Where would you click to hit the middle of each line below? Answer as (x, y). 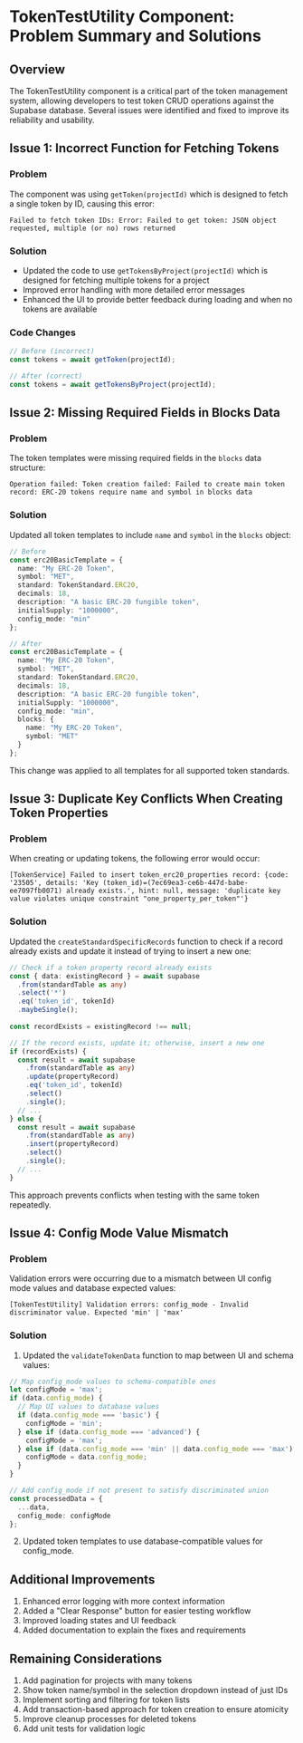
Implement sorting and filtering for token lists (106, 1700)
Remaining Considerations (86, 1658)
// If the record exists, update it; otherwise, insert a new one (137, 1043)
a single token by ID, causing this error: (82, 203)
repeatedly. (30, 1204)
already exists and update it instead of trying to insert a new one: (130, 951)
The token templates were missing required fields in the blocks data (136, 458)
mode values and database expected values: (93, 1288)
